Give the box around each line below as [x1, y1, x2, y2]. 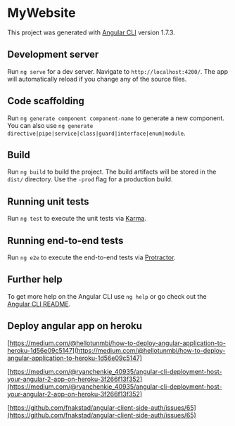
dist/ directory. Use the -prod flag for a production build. [7, 175, 173, 183]
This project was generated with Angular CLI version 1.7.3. [7, 28, 176, 37]
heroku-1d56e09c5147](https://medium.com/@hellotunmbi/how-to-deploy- [7, 346, 226, 354]
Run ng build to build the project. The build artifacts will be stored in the [7, 167, 217, 176]
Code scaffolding [7, 95, 84, 107]
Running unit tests [7, 195, 89, 207]
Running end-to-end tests [7, 234, 124, 247]
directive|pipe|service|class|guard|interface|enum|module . [7, 129, 186, 137]
